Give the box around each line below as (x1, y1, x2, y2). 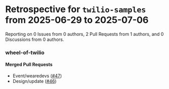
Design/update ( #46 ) (12, 78, 57, 84)
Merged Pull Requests (5, 62, 53, 68)
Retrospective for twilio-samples (5, 4, 146, 15)
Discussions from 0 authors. (5, 36, 64, 42)
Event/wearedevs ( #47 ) (12, 73, 62, 79)
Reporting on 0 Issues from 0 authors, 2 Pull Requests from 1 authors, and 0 (5, 31, 164, 37)
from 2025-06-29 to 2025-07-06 (5, 14, 149, 26)
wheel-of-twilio (5, 49, 45, 56)
